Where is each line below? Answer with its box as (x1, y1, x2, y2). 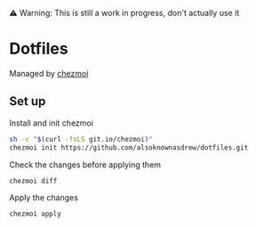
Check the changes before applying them (9, 159, 162, 170)
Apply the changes (9, 192, 78, 203)
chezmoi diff (9, 176, 58, 185)
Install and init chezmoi (9, 118, 93, 128)
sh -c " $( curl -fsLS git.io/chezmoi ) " (9, 134, 153, 143)
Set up (9, 93, 46, 109)
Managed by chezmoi (9, 68, 89, 78)
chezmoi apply (9, 209, 62, 219)
